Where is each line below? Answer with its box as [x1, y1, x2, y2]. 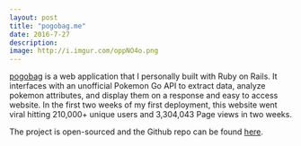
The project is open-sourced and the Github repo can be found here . [9, 126, 263, 137]
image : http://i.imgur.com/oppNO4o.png [9, 47, 159, 56]
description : [9, 38, 58, 47]
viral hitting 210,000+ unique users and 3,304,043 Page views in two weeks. [9, 109, 292, 120]
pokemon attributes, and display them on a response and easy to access [9, 90, 279, 101]
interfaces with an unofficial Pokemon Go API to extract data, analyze [9, 81, 266, 91]
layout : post [9, 13, 58, 22]
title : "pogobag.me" [9, 21, 87, 30]
